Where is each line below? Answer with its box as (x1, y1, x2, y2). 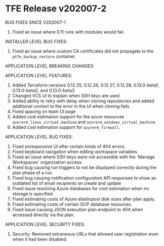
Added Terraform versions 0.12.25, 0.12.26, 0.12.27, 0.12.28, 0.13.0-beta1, (12, 82, 160, 88)
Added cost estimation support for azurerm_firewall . (12, 124, 120, 130)
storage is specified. (12, 191, 54, 197)
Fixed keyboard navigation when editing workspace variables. (12, 148, 139, 154)
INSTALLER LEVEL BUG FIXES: (5, 38, 68, 45)
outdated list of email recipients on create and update (12, 180, 122, 186)
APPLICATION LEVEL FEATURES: (5, 72, 73, 78)
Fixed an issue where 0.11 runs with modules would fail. (12, 29, 125, 35)
